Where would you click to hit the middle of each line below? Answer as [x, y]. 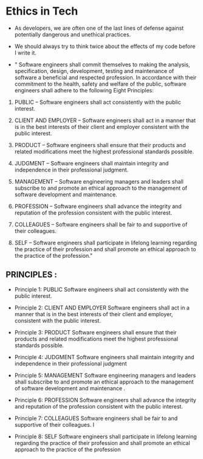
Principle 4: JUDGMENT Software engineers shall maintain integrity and [104, 357]
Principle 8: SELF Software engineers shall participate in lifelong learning [105, 437]
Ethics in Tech [42, 11]
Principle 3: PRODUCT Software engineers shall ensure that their [95, 332]
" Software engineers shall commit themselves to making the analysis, [102, 64]
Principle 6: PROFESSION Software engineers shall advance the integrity [105, 400]
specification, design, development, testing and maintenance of [94, 71]
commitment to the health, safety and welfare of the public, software [100, 84]
